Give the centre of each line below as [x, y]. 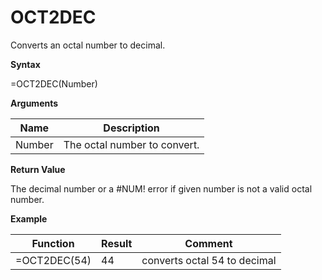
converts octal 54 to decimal [209, 260]
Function [53, 243]
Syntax [25, 64]
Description [131, 128]
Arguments [34, 103]
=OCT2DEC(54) [53, 260]
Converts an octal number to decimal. [88, 45]
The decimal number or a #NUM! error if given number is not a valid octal [161, 188]
